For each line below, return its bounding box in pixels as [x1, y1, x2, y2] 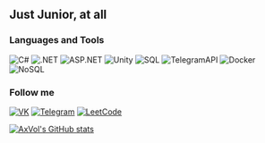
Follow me [9, 86, 56, 98]
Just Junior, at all [9, 7, 107, 22]
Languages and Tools [9, 34, 105, 46]
